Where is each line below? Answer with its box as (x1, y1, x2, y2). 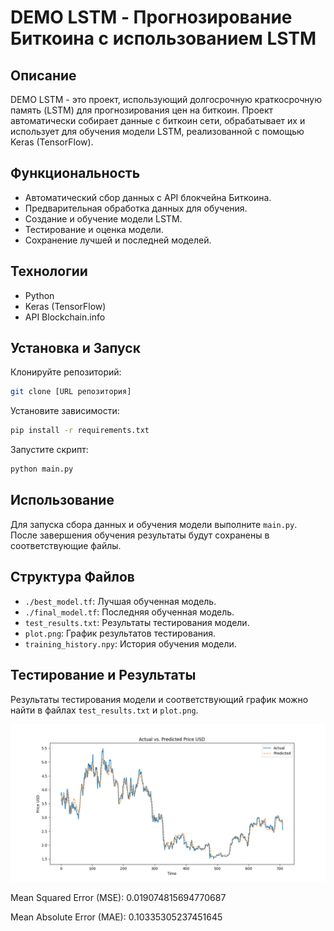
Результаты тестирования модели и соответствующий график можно (10, 693, 309, 705)
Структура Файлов (10, 569, 135, 586)
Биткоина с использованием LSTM (10, 27, 317, 50)
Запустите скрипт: (10, 444, 89, 456)
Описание (10, 67, 77, 84)
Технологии (10, 263, 88, 280)
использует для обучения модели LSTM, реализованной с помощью (10, 126, 305, 137)
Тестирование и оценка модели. (24, 223, 164, 235)
